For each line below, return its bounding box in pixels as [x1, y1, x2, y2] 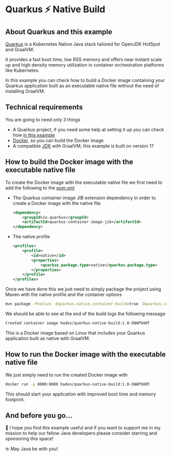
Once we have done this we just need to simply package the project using [5, 286, 161, 292]
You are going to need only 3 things [5, 116, 81, 122]
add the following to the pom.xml [5, 184, 75, 191]
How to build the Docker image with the [5, 158, 134, 167]
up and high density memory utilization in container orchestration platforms [5, 62, 164, 68]
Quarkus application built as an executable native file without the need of [5, 82, 160, 89]
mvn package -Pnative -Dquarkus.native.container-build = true [5, 301, 139, 307]
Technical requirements [5, 103, 83, 112]
